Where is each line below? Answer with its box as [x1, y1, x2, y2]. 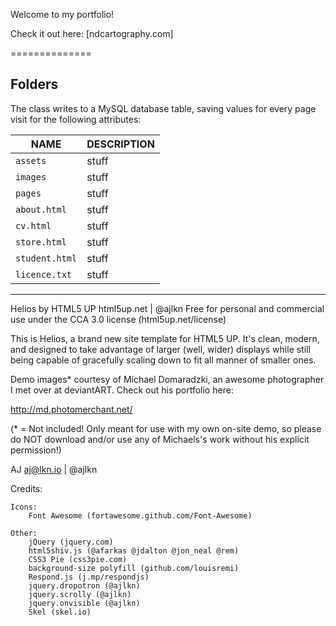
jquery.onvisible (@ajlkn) [28, 598, 141, 608]
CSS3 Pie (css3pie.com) [28, 554, 128, 564]
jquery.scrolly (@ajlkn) [28, 589, 132, 599]
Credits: [10, 482, 43, 494]
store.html [15, 236, 67, 248]
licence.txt [15, 269, 73, 280]
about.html [15, 204, 67, 215]
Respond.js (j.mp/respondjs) [28, 572, 150, 582]
